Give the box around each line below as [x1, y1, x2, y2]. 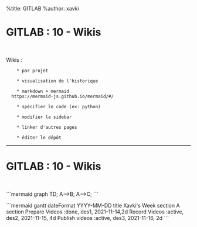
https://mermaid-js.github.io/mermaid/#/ [11, 94, 114, 99]
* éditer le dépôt [16, 135, 62, 141]
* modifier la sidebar [16, 114, 72, 120]
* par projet [16, 68, 49, 74]
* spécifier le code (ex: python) [16, 104, 101, 109]
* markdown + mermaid [16, 88, 69, 94]
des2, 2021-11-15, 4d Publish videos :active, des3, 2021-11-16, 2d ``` [6, 214, 169, 221]
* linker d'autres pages [16, 124, 77, 130]
